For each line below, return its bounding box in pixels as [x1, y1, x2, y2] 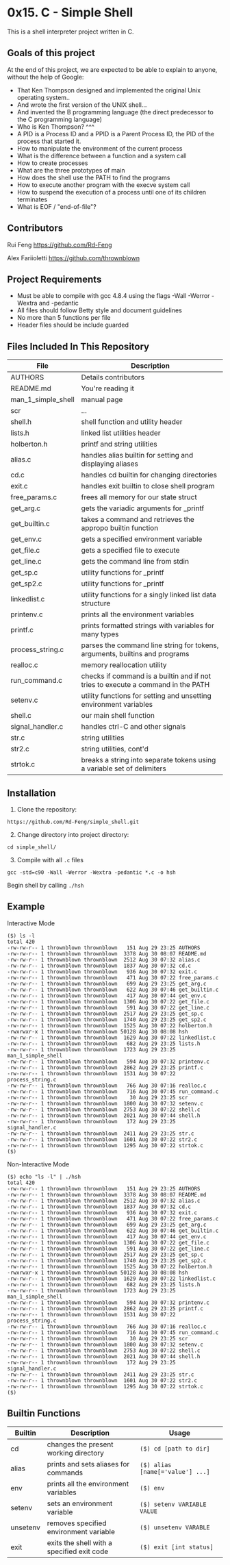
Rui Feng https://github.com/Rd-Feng [7, 240, 112, 249]
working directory [47, 1448, 105, 1457]
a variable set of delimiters [81, 764, 166, 773]
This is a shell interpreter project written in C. [7, 27, 135, 36]
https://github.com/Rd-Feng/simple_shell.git [7, 818, 139, 825]
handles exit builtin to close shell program [81, 481, 215, 491]
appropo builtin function [81, 523, 159, 533]
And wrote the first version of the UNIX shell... [16, 101, 147, 109]
